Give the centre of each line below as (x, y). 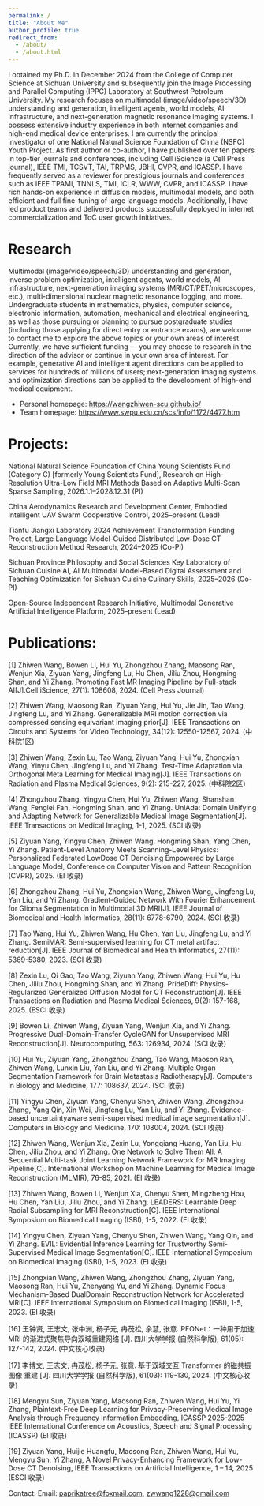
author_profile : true (44, 30)
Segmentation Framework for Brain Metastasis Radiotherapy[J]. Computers (130, 1076)
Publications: (52, 643)
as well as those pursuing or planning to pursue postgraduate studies (121, 321)
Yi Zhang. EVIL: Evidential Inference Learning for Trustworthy (108, 1244)
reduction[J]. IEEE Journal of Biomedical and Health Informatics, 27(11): (124, 950)
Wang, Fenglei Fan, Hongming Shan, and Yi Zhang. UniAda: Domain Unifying (132, 807)
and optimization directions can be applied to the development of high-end (130, 380)
